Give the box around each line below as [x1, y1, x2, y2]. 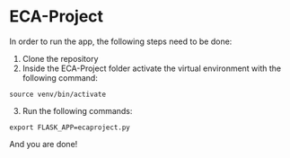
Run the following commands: [22, 105, 133, 116]
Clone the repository [22, 53, 99, 64]
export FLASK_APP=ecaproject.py [9, 123, 130, 132]
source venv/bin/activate [9, 90, 106, 99]
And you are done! [9, 138, 78, 149]
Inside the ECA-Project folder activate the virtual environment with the [22, 63, 282, 74]
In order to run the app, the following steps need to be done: [9, 36, 233, 47]
